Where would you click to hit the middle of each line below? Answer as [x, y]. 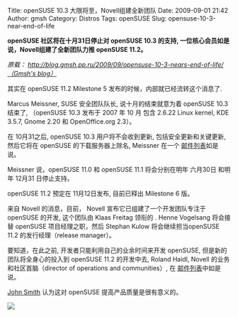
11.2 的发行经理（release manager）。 [61, 235]
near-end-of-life [31, 26]
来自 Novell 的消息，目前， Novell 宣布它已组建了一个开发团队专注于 [107, 209]
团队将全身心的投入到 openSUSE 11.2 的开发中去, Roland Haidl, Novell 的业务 [119, 259]
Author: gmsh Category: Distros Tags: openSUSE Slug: [87, 18]
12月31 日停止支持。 [44, 178]
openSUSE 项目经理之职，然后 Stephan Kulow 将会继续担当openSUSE [117, 226]
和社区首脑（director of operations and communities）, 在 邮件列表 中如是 [114, 268]
